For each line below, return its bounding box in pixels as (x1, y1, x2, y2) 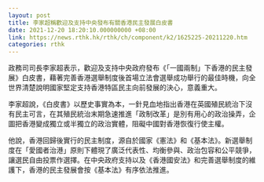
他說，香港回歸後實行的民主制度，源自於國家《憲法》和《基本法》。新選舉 (8, 136, 246, 145)
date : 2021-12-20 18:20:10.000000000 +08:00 (8, 26, 156, 34)
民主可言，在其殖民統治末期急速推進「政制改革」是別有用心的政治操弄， (14, 109, 249, 118)
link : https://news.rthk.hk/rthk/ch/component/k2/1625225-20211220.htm (8, 33, 247, 42)
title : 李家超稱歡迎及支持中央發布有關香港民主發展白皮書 (8, 19, 174, 27)
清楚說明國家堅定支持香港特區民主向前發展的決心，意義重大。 (21, 83, 222, 93)
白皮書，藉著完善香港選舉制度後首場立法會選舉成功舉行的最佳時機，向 (21, 73, 249, 82)
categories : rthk (8, 41, 65, 49)
